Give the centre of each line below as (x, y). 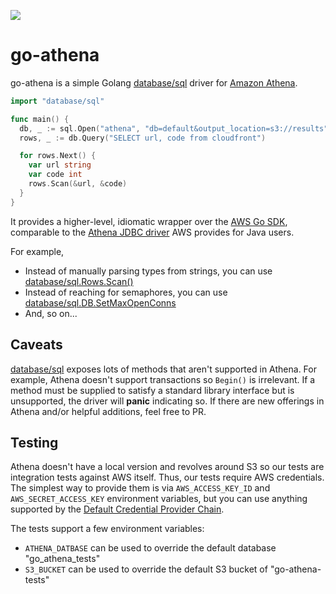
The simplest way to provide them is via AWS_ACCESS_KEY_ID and (140, 488)
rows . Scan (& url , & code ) (78, 184)
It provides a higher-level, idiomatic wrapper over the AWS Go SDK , (149, 221)
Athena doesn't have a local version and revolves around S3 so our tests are (167, 467)
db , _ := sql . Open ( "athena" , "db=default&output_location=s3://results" (174, 128)
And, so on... (51, 313)
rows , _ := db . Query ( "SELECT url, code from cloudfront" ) (143, 138)
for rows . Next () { (58, 156)
